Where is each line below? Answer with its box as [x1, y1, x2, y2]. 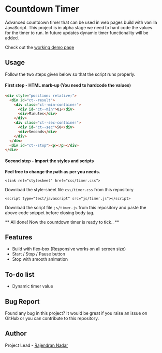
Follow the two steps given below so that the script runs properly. [5, 71, 135, 77]
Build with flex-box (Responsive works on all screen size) [12, 246, 126, 252]
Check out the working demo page [5, 44, 74, 50]
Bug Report [5, 297, 40, 305]
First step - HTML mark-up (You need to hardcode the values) [5, 83, 132, 88]
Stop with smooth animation [12, 256, 68, 262]
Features [5, 233, 32, 241]
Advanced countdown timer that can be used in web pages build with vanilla [5, 19, 157, 25]
